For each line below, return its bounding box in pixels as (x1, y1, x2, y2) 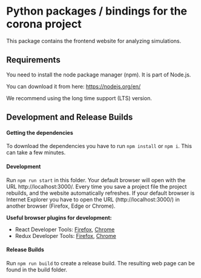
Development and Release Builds (6, 112, 133, 123)
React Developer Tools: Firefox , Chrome (15, 226, 115, 233)
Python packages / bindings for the (6, 4, 188, 18)
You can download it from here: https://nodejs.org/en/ (6, 83, 141, 90)
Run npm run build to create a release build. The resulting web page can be (6, 259, 195, 266)
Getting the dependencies (6, 129, 74, 136)
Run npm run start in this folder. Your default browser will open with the (6, 176, 186, 183)
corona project (6, 17, 82, 31)
